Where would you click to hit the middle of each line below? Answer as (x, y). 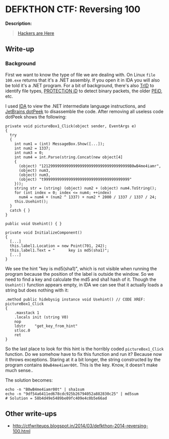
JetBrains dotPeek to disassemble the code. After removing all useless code (84, 111)
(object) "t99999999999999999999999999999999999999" (75, 179)
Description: (18, 23)
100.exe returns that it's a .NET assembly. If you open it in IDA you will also (82, 80)
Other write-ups (31, 414)
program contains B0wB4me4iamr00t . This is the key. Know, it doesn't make (81, 365)
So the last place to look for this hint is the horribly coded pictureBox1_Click (84, 349)
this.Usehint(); (32, 201)
